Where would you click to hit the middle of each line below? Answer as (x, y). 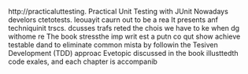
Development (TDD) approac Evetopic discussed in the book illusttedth (123, 53)
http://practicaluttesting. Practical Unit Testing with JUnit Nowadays (118, 11)
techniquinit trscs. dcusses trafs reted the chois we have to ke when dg (124, 28)
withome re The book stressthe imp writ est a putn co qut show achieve (124, 36)
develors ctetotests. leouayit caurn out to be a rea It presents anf (113, 20)
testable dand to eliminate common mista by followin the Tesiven (113, 45)
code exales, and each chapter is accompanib (83, 61)
